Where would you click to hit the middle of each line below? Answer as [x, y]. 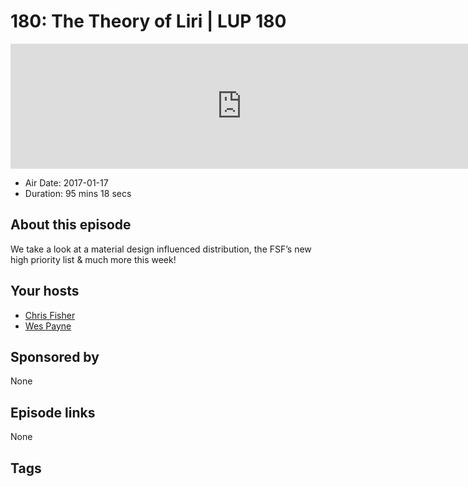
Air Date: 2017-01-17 [66, 182]
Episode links [53, 412]
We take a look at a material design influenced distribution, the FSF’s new [161, 249]
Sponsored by [55, 356]
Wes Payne [48, 326]
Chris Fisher [50, 315]
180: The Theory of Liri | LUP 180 [148, 21]
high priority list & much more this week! [93, 259]
